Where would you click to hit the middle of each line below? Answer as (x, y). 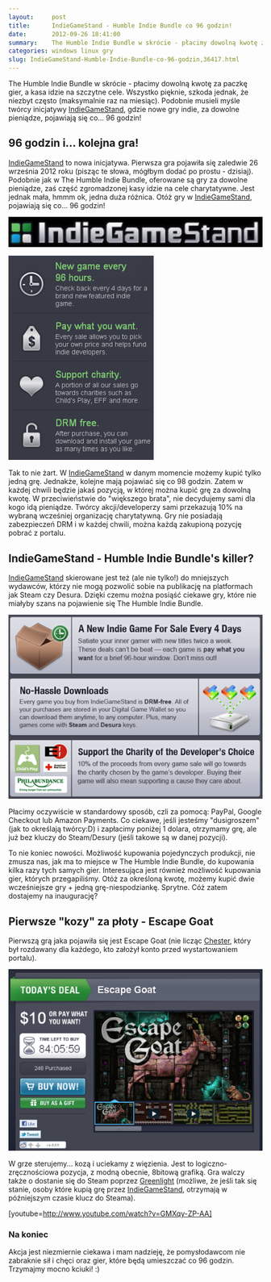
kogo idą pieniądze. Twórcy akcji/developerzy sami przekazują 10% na (126, 507)
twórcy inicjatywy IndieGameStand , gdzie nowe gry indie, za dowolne (124, 109)
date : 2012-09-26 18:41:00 (65, 34)
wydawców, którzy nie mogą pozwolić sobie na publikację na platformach (131, 587)
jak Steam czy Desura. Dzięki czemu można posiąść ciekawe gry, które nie (132, 595)
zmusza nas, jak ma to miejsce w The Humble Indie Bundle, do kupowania (131, 862)
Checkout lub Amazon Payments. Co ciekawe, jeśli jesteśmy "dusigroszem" (134, 821)
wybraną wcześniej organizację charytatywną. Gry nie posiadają (116, 516)
